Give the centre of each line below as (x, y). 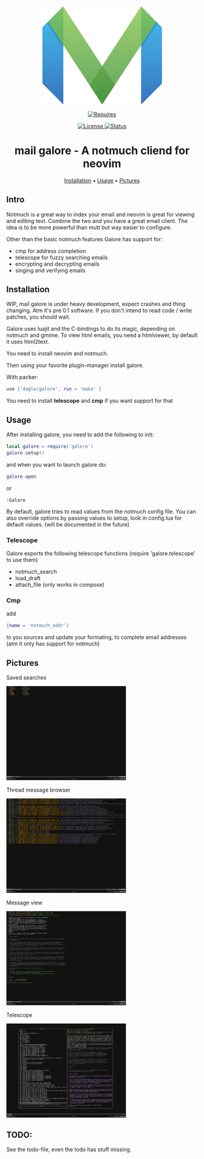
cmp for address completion (50, 251)
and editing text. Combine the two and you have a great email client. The (97, 221)
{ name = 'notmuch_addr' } (38, 626)
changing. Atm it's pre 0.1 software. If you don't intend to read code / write (99, 311)
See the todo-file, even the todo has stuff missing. (69, 1149)
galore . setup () (25, 453)
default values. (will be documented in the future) (68, 524)
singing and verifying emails (50, 270)
